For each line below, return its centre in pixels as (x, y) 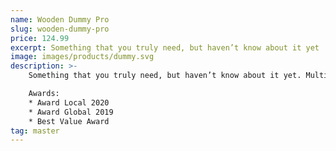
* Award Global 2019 (71, 112)
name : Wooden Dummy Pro (60, 19)
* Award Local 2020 (69, 102)
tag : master (35, 131)
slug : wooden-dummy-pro (60, 29)
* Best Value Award (69, 121)
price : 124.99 (40, 38)
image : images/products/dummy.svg (82, 57)
